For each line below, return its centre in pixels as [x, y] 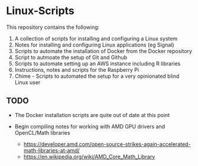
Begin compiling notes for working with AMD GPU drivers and [90, 126]
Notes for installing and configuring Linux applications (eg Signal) [94, 45]
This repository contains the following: [53, 27]
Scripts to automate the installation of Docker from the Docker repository [103, 51]
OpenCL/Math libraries [42, 132]
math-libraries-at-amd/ [51, 150]
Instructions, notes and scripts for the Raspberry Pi [77, 69]
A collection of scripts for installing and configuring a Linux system [96, 38]
